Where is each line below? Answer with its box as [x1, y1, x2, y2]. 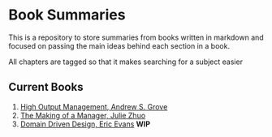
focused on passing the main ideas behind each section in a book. [8, 41, 230, 50]
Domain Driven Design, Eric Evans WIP [19, 119, 151, 129]
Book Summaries [8, 6, 126, 24]
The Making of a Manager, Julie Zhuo [19, 110, 146, 120]
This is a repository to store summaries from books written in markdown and [8, 32, 264, 42]
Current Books [8, 80, 84, 94]
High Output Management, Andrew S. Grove [19, 101, 168, 111]
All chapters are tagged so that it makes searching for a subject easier [8, 57, 244, 66]
